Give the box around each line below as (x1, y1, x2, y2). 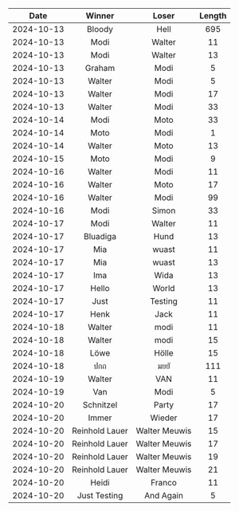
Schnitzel (82, 399, 118, 410)
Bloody (86, 24, 114, 34)
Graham (84, 63, 116, 73)
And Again (144, 490, 183, 501)
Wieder (150, 412, 178, 423)
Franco (150, 478, 178, 488)
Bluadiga (83, 231, 117, 242)
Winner (85, 10, 115, 21)
